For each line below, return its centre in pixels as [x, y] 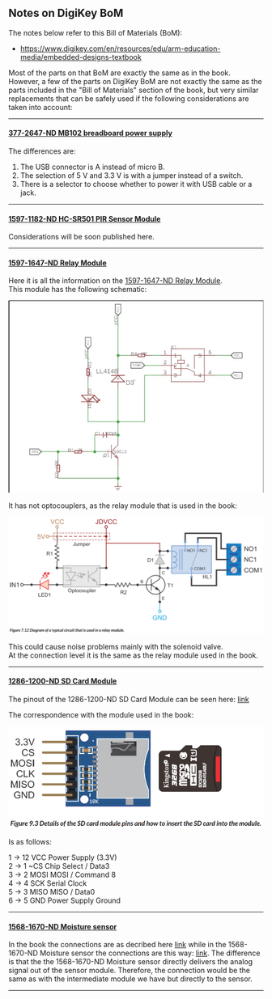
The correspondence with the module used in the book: [101, 714]
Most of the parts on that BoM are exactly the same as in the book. [119, 73]
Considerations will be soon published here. [82, 237]
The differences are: [42, 151]
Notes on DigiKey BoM [66, 13]
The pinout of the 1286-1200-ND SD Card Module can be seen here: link [129, 699]
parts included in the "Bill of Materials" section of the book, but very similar [134, 90]
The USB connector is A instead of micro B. [93, 167]
